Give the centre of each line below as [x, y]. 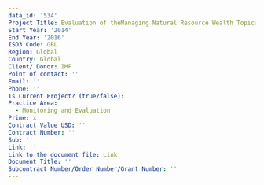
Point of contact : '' [44, 74]
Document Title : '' [40, 162]
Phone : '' [24, 89]
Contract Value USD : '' [47, 125]
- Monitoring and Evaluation [63, 111]
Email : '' [24, 81]
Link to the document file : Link [63, 154]
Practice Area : [33, 103]
